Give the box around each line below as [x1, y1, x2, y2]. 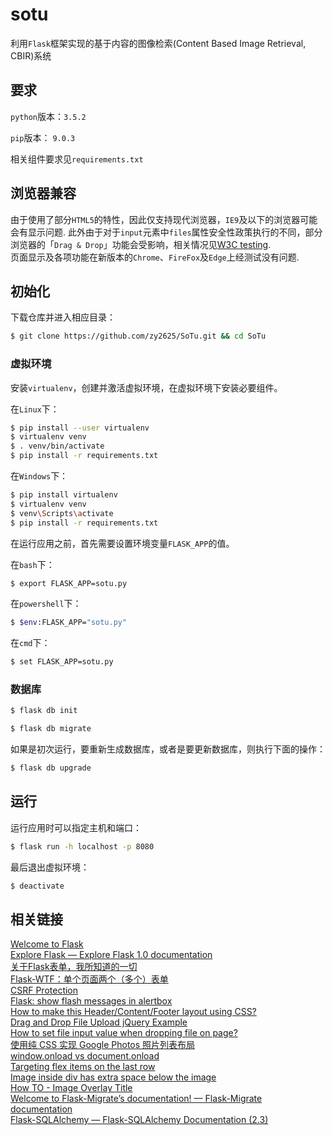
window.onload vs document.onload [10, 1050, 160, 1062]
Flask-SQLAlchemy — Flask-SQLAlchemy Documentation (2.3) [10, 1114, 269, 1126]
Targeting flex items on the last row [10, 1061, 156, 1073]
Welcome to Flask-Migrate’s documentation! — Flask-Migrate [10, 1093, 263, 1105]
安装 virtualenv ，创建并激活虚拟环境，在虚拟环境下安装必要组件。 [10, 381, 283, 393]
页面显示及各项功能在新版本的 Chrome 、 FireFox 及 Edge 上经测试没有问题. [10, 251, 300, 263]
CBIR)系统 [10, 49, 52, 62]
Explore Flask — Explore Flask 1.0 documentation [10, 949, 213, 961]
